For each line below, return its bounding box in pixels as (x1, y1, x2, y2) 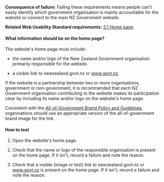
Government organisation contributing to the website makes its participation (5, 90, 160, 96)
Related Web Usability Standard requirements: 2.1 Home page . (5, 24, 134, 30)
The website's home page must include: (5, 46, 86, 52)
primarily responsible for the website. (12, 61, 88, 67)
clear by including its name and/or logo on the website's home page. (5, 96, 144, 102)
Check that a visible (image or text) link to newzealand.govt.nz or (12, 162, 144, 168)
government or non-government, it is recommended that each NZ (5, 85, 138, 91)
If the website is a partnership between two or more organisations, (5, 80, 140, 86)
